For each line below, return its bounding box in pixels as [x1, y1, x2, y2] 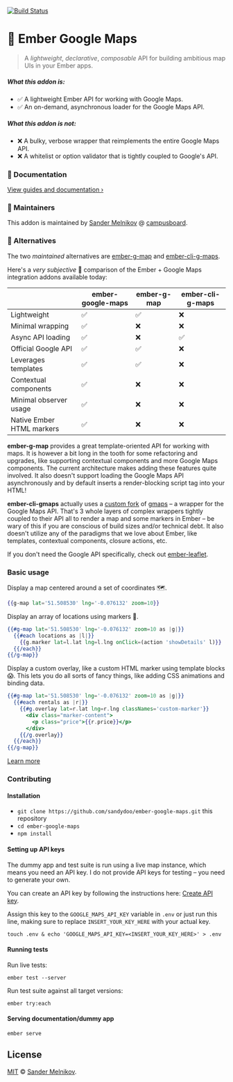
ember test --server [7, 974, 67, 981]
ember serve [7, 1030, 42, 1037]
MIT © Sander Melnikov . [7, 1067, 77, 1076]
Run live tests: [7, 961, 47, 969]
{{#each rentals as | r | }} [13, 699, 89, 706]
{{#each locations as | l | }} [13, 632, 95, 639]
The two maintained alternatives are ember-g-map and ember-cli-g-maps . [7, 251, 221, 260]
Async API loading [10, 332, 71, 342]
